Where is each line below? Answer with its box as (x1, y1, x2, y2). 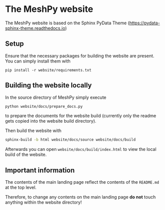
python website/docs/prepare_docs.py (5, 104, 83, 109)
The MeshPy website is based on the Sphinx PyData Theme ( (5, 20, 130, 26)
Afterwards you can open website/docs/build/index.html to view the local (5, 146, 157, 152)
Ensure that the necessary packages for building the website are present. (5, 53, 155, 59)
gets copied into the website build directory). (5, 118, 96, 124)
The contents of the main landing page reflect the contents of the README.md (5, 179, 160, 185)
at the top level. (5, 185, 37, 191)
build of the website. (5, 151, 47, 157)
